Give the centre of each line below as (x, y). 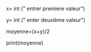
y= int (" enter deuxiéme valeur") (46, 20)
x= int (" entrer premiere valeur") (45, 9)
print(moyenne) (25, 43)
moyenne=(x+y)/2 (28, 31)
